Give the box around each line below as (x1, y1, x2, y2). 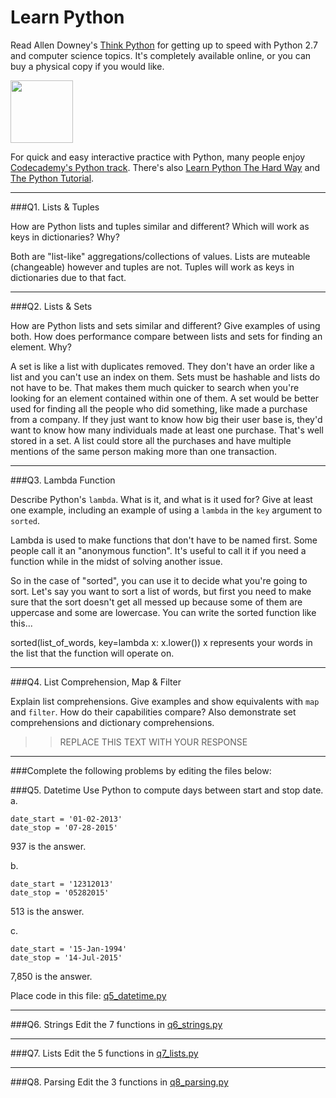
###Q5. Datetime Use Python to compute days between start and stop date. (10, 784, 324, 796)
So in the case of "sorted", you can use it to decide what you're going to (10, 574, 308, 586)
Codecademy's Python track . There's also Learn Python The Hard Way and (10, 161, 321, 173)
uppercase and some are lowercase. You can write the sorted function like (10, 606, 317, 618)
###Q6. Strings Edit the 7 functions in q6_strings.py (10, 1018, 223, 1030)
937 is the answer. (10, 840, 87, 852)
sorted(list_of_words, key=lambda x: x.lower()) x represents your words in (10, 636, 313, 648)
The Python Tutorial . (10, 172, 95, 184)
